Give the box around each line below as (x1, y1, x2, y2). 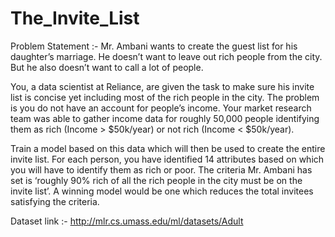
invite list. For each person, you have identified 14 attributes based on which (10, 153, 325, 165)
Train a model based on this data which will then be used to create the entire (10, 142, 326, 154)
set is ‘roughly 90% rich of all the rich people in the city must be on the (10, 174, 303, 186)
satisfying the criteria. (10, 195, 100, 207)
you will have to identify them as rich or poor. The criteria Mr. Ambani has (10, 163, 313, 176)
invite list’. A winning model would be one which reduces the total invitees (10, 185, 314, 197)
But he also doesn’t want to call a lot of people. (10, 61, 204, 73)
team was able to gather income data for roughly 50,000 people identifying (10, 112, 320, 124)
